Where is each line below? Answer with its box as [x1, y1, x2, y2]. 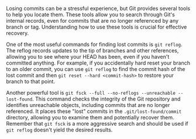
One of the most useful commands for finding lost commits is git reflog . [6, 41, 183, 48]
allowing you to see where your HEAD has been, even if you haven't [6, 54, 170, 60]
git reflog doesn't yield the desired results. [6, 126, 113, 133]
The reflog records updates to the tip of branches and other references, [6, 47, 179, 54]
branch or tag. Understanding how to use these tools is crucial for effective [6, 23, 187, 30]
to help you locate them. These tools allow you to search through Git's [6, 11, 176, 18]
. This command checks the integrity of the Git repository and [32, 95, 181, 102]
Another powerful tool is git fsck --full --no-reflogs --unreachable [6, 90, 176, 96]
